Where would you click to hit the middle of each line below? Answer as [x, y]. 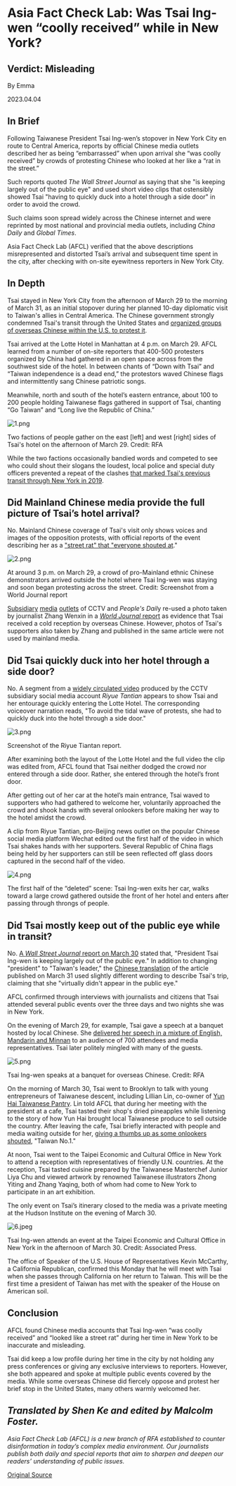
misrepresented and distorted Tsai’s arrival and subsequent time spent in [113, 254]
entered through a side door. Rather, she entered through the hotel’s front [113, 774]
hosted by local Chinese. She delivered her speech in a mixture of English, [115, 1033]
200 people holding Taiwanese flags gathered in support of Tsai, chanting [114, 402]
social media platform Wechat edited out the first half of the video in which [115, 839]
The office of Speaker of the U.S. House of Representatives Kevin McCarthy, [118, 1261]
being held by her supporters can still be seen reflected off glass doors [110, 854]
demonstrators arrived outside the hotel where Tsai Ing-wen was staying [112, 580]
